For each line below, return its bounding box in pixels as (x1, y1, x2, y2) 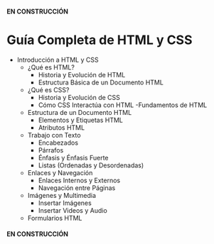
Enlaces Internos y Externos (38, 176, 121, 184)
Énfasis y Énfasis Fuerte (38, 153, 109, 162)
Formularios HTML (27, 213, 82, 222)
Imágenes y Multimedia (27, 191, 97, 199)
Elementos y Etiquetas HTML (38, 116, 124, 124)
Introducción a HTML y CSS (16, 55, 99, 64)
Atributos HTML (38, 123, 85, 132)
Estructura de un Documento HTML (27, 108, 132, 116)
